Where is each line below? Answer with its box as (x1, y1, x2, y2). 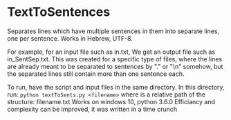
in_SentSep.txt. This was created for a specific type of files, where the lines (7, 54, 223, 63)
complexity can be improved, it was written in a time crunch (7, 105, 178, 113)
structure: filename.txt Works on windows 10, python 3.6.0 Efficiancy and (7, 97, 216, 106)
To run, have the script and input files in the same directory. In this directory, (7, 83, 225, 91)
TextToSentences (7, 4, 111, 20)
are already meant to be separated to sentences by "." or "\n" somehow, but (7, 62, 223, 70)
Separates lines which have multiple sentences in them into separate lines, (7, 27, 220, 35)
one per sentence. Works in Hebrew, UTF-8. (7, 34, 133, 42)
